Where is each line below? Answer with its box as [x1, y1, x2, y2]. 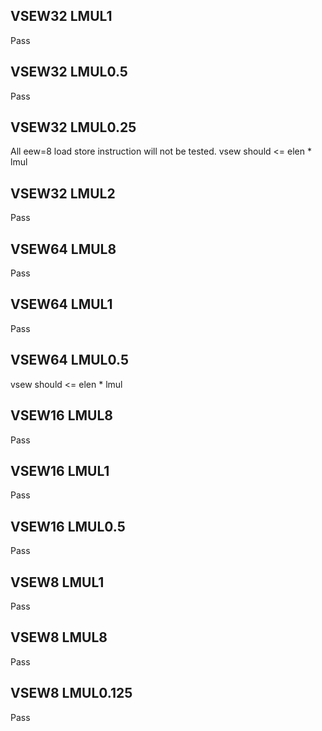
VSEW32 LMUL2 [10, 185, 116, 202]
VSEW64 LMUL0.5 [10, 352, 129, 369]
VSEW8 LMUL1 [10, 574, 105, 591]
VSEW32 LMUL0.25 [10, 119, 137, 136]
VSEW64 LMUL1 [10, 296, 113, 313]
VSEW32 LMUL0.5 [10, 64, 128, 81]
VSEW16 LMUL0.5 [10, 518, 126, 535]
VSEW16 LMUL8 [10, 407, 113, 424]
